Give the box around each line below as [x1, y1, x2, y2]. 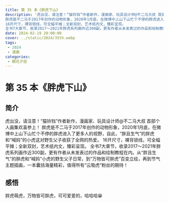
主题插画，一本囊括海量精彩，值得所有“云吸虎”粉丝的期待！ [5, 162, 128, 168]
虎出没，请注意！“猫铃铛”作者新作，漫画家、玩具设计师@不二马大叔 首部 [5, 118, 156, 124]
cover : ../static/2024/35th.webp [5, 36, 75, 41]
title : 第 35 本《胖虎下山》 [5, 7, 60, 13]
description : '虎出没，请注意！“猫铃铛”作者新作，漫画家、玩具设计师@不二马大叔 [5, 12, 156, 17]
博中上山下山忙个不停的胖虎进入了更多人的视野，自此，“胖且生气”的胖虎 [5, 130, 155, 137]
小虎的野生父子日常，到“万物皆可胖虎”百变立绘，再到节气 [42, 156, 160, 162]
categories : [5, 54, 30, 59]
